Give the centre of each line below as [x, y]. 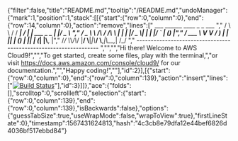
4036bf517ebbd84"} [37, 131]
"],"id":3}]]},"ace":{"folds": [93, 85]
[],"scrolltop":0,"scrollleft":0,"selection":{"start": [77, 93]
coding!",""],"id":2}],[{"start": [128, 70]
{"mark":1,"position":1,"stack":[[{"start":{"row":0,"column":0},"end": [106, 18]
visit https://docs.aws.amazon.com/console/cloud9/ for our [94, 63]
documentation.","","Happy [46, 70]
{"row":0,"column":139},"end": [51, 101]
